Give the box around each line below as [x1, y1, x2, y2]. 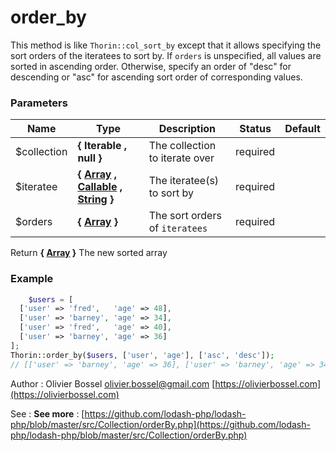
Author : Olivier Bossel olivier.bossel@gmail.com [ [10, 377, 216, 390]
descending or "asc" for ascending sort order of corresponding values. [10, 71, 303, 83]
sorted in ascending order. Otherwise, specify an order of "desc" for [10, 60, 292, 72]
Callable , [77, 180, 123, 194]
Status [239, 122, 272, 136]
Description [158, 122, 217, 136]
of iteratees [148, 221, 208, 235]
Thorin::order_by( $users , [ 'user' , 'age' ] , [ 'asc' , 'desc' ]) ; [10, 350, 275, 360]
